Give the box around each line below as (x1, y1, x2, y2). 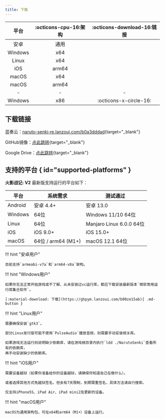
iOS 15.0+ (85, 229, 110, 236)
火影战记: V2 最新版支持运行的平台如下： (5, 180, 88, 186)
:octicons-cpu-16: (35, 24, 81, 31)
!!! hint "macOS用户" (5, 399, 47, 405)
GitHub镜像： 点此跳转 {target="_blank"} (5, 139, 85, 145)
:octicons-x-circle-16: (97, 97, 151, 104)
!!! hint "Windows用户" (5, 271, 51, 277)
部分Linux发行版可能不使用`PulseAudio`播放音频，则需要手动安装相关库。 (5, 331, 137, 336)
